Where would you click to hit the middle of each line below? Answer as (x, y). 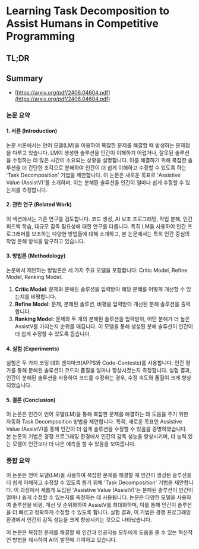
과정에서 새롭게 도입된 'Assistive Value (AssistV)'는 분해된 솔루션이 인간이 (107, 490)
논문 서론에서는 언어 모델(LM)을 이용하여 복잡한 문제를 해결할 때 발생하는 (90, 145)
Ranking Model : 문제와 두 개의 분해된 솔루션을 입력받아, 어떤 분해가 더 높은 (102, 319)
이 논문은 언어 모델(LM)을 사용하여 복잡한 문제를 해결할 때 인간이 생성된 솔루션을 (99, 475)
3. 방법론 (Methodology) (36, 256)
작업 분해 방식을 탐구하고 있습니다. (46, 241)
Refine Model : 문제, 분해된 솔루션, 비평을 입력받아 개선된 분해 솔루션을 (97, 304)
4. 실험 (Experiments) (33, 349)
